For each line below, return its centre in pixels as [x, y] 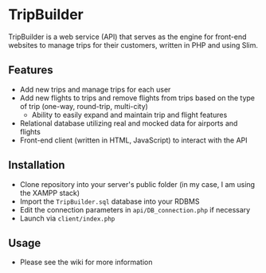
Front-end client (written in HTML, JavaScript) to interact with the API [134, 140]
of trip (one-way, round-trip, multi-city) [84, 106]
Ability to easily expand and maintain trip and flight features [129, 115]
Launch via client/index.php [67, 218]
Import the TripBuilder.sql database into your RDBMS [110, 201]
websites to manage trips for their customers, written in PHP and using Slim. [133, 45]
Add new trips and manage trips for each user [95, 89]
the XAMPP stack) [50, 193]
